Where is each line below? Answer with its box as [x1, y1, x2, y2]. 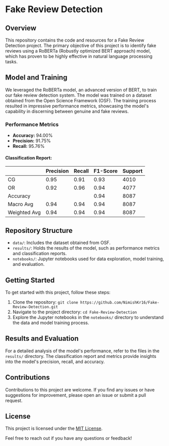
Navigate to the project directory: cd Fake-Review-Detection [12, 309, 137, 315]
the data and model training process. [12, 319, 89, 326]
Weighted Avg [8, 209, 41, 216]
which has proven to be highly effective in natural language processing [5, 53, 153, 59]
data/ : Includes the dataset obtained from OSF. [12, 239, 111, 246]
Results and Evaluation [5, 334, 79, 343]
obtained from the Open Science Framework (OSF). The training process [5, 97, 156, 103]
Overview [5, 24, 37, 32]
